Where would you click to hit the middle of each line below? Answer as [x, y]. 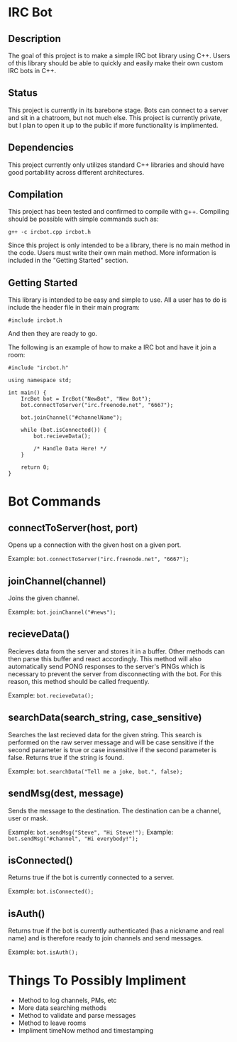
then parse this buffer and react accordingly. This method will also [105, 658]
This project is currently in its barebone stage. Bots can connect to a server [118, 110]
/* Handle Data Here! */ [70, 449]
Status [23, 93]
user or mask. [28, 818]
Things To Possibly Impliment [97, 981]
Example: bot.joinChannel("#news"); [62, 612]
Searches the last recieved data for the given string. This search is [105, 734]
